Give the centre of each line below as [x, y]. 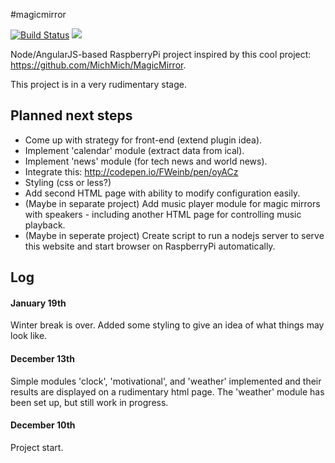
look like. [29, 336]
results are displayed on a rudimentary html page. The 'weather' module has [167, 391]
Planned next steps [71, 115]
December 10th [43, 425]
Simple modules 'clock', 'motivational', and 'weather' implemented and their [166, 381]
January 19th [38, 303]
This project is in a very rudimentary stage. [98, 84]
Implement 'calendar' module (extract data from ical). [134, 150]
